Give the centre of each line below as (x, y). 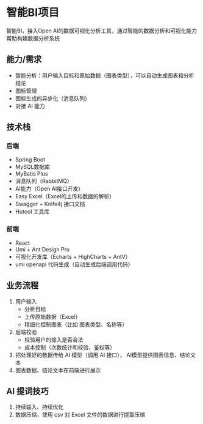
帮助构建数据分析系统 (33, 38)
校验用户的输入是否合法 (54, 340)
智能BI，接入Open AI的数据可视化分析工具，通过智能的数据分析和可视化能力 (101, 31)
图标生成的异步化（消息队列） (52, 98)
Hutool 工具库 (32, 212)
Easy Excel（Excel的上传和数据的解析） (65, 196)
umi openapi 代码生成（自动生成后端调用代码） (74, 264)
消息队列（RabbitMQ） (44, 181)
